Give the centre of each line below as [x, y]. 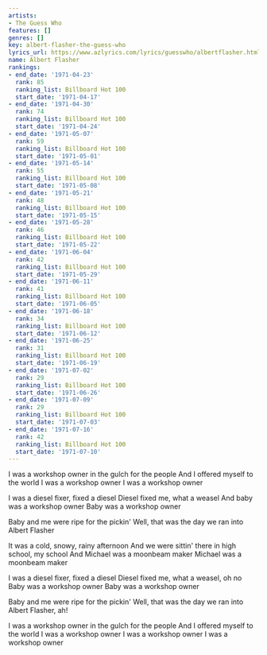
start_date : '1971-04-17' [58, 97]
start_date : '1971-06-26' [58, 393]
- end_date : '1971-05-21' [51, 193]
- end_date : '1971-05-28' [51, 223]
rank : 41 [30, 289]
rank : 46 [30, 230]
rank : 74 [30, 112]
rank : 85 [30, 82]
